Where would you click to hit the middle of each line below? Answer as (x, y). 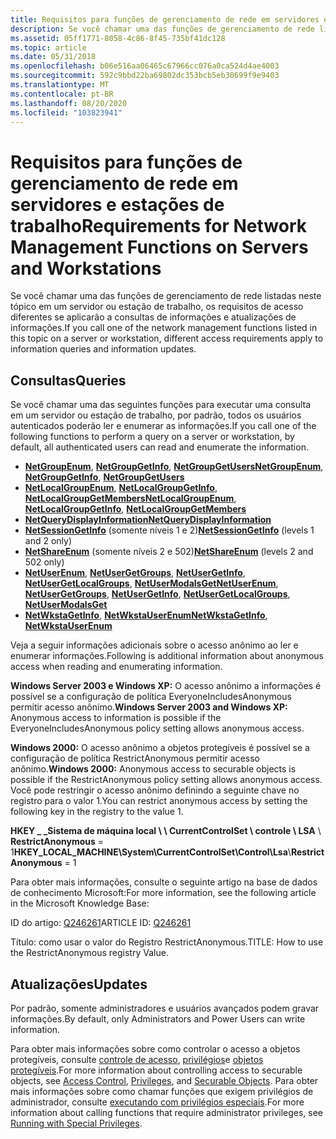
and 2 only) (48, 541)
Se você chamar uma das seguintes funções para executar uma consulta (161, 405)
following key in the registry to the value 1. (97, 812)
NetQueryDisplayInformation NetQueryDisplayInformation (148, 520)
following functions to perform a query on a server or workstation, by (152, 437)
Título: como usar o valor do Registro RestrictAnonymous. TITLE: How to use (167, 942)
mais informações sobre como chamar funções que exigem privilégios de (162, 1091)
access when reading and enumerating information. (116, 667)
